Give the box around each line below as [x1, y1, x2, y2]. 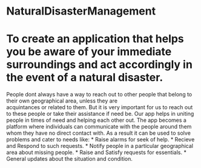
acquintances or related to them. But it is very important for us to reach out [6, 104, 193, 111]
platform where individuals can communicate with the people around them [6, 123, 192, 130]
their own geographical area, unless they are [6, 97, 118, 104]
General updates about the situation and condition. [6, 155, 133, 163]
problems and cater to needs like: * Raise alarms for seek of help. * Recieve [6, 136, 195, 143]
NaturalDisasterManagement [6, 4, 156, 18]
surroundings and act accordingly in [6, 58, 193, 72]
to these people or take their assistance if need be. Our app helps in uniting [6, 110, 194, 118]
